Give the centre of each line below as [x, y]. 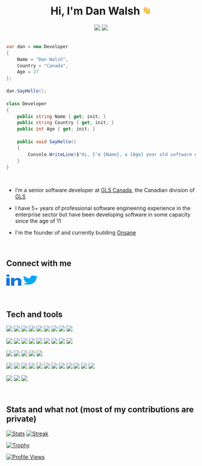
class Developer [26, 103]
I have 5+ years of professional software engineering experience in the [103, 208]
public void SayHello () [47, 142]
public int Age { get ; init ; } [56, 129]
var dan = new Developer [37, 46]
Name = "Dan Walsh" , [43, 59]
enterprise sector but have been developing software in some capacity [103, 215]
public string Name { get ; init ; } [62, 116]
